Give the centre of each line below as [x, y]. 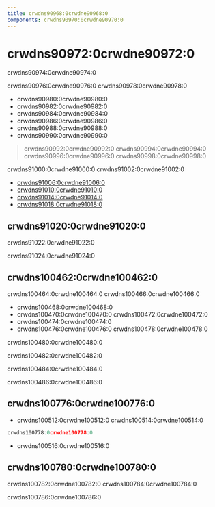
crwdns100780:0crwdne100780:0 [82, 468]
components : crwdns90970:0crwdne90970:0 [66, 20]
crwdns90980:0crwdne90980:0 [62, 99]
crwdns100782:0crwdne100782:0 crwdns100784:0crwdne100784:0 [102, 484]
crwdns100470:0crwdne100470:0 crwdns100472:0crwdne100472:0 [112, 314]
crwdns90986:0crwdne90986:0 [62, 121]
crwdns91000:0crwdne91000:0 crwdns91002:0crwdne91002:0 [96, 169]
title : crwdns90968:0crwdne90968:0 [58, 13]
